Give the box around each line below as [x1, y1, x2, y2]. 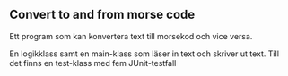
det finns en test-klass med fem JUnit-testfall [9, 57, 177, 68]
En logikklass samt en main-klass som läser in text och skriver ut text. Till [9, 48, 280, 59]
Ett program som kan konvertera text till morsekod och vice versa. [9, 30, 253, 41]
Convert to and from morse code [9, 7, 196, 22]
